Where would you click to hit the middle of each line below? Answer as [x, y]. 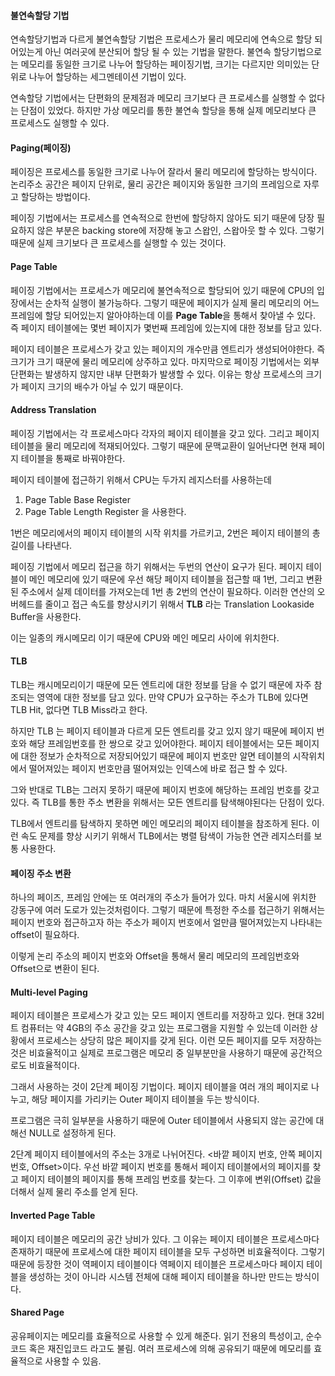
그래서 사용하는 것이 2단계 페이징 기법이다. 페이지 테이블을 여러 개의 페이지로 [159, 1087]
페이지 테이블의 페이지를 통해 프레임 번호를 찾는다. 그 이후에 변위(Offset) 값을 [171, 1179]
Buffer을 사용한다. [46, 616]
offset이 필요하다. [45, 935]
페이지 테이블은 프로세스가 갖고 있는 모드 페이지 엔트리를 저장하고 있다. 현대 [157, 1016]
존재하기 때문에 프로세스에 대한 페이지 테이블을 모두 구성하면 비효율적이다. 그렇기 [168, 1251]
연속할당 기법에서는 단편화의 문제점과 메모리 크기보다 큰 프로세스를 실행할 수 [158, 98]
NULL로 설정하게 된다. [72, 1133]
